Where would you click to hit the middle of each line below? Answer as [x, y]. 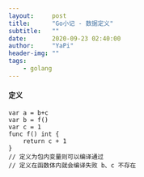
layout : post [38, 16]
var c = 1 [25, 127]
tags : [17, 61]
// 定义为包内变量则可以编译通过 [56, 157]
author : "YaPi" [41, 46]
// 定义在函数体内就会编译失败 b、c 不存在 [72, 165]
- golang [38, 69]
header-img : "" [34, 53]
